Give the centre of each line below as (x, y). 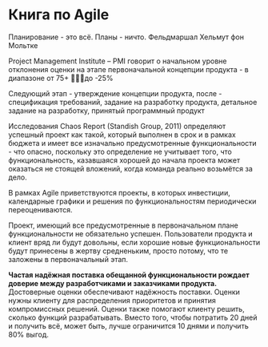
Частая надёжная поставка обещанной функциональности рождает (129, 275)
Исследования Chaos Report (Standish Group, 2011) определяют (117, 126)
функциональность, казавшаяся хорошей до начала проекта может (124, 160)
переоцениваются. (41, 209)
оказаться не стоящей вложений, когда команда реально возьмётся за (131, 168)
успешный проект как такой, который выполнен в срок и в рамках (122, 135)
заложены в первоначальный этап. (68, 259)
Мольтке (23, 45)
